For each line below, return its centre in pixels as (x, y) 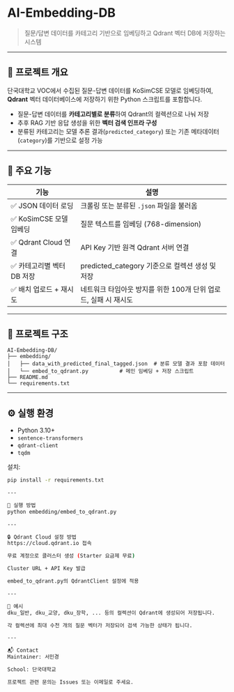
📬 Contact (23, 651)
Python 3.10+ (36, 431)
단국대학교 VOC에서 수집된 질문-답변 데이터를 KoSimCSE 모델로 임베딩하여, (110, 90)
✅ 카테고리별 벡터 (38, 266)
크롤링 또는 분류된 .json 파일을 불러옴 (139, 206)
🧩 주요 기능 (30, 171)
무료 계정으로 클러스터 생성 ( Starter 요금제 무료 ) (71, 556)
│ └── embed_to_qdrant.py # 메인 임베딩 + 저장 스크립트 (101, 371)
